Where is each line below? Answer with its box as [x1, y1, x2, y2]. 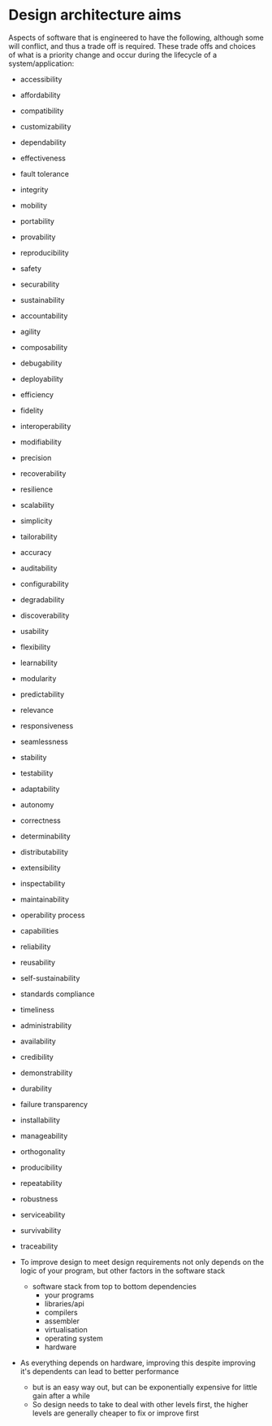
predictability [19, 689, 65, 699]
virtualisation [44, 1324, 88, 1334]
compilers [44, 1307, 79, 1317]
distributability [19, 846, 69, 856]
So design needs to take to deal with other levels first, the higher [32, 1399, 249, 1409]
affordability [19, 90, 61, 99]
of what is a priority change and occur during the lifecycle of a [8, 50, 218, 59]
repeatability [19, 1178, 63, 1188]
